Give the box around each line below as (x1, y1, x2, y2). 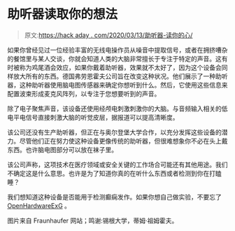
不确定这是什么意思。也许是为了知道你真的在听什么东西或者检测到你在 (7, 169, 210, 177)
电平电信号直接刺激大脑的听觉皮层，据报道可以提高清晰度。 (7, 113, 179, 121)
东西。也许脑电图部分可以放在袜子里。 (7, 145, 117, 154)
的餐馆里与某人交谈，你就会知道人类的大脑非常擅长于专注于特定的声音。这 (7, 54, 222, 63)
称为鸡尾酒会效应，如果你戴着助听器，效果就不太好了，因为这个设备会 (19, 63, 222, 71)
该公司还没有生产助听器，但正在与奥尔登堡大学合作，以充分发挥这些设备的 (7, 127, 222, 136)
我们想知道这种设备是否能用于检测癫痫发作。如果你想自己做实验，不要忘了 (7, 192, 222, 201)
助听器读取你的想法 (7, 6, 118, 22)
